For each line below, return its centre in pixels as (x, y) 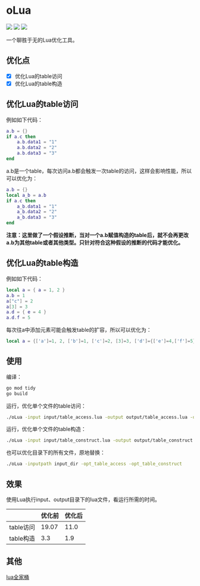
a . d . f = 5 (18, 318)
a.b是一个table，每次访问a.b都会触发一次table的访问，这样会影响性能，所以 (99, 171)
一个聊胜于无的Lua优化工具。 (42, 40)
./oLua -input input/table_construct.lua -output (69, 440)
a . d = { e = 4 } (26, 312)
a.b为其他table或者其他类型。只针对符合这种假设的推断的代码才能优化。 (95, 243)
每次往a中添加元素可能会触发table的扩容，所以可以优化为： (79, 330)
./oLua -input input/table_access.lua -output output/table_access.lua (97, 417)
